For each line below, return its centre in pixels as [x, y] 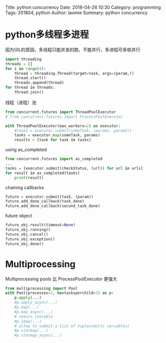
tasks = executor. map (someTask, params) [57, 135]
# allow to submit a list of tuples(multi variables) [72, 326]
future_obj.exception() [30, 239]
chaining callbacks [25, 187]
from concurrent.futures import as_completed [54, 159]
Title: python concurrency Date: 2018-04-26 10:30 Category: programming [83, 7]
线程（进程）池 [21, 102]
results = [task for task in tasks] [53, 140]
